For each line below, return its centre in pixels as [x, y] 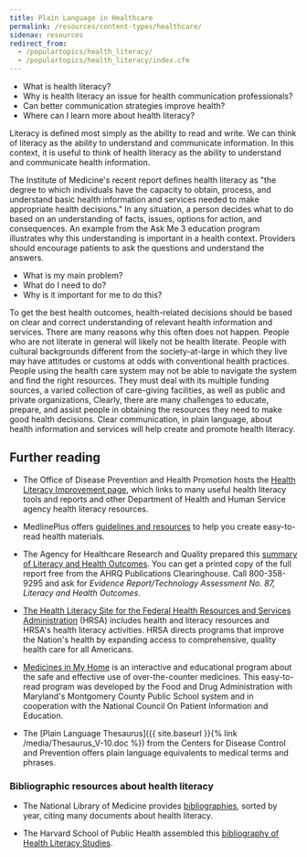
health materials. [74, 536]
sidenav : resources [47, 35]
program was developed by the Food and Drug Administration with [168, 686]
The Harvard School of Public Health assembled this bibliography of [151, 833]
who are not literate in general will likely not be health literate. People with [148, 342]
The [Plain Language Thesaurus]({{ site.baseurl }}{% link [130, 733]
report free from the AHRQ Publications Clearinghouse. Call [135, 573]
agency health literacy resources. [85, 509]
